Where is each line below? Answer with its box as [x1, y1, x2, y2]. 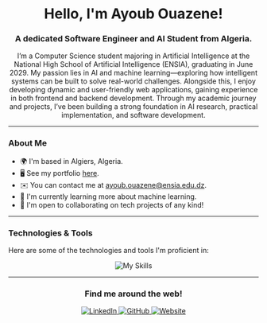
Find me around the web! [84, 288, 183, 299]
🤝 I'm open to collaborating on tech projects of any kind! [19, 200, 204, 209]
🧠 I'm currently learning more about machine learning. [19, 192, 197, 201]
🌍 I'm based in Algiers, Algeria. [19, 156, 123, 165]
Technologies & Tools [8, 228, 93, 239]
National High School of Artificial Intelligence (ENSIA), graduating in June [14, 60, 253, 69]
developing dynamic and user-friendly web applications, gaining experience [9, 85, 258, 95]
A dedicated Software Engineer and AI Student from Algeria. [14, 33, 253, 45]
